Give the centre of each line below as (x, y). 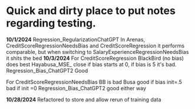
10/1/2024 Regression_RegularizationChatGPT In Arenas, (76, 39)
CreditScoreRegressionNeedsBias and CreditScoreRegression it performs (95, 46)
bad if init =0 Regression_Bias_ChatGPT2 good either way (76, 88)
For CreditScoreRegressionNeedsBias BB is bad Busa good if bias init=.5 (94, 82)
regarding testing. (51, 23)
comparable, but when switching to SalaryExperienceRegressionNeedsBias (97, 52)
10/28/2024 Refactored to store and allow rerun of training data (84, 99)
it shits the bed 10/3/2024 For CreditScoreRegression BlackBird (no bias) (95, 58)
